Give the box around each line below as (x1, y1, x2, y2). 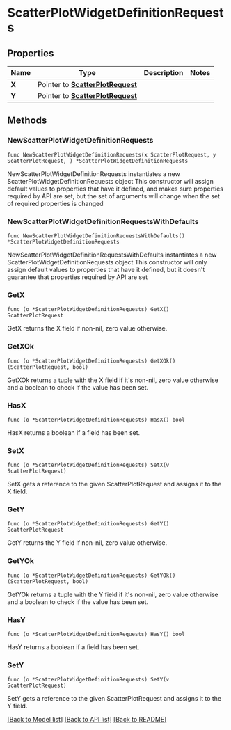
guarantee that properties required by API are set (7, 273, 148, 281)
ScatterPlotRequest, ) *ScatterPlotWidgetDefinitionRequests (7, 157, 189, 164)
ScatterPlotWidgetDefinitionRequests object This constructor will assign (7, 177, 214, 185)
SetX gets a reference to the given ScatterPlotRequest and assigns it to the (7, 480, 222, 489)
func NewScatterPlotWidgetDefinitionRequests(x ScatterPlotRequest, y (7, 151, 216, 158)
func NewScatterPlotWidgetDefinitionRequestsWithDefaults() (7, 232, 186, 239)
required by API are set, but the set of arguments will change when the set (7, 191, 221, 200)
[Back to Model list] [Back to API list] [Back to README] (7, 715, 167, 724)
